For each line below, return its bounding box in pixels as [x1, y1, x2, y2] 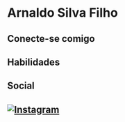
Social [7, 80, 35, 92]
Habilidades [7, 56, 60, 68]
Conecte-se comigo [7, 33, 95, 45]
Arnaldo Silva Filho [7, 5, 118, 21]
